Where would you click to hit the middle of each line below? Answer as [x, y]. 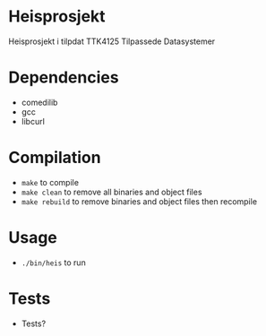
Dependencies [64, 78]
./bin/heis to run [53, 263]
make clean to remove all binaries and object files [112, 192]
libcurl [33, 121]
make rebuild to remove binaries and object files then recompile [139, 201]
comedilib [39, 102]
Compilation [55, 158]
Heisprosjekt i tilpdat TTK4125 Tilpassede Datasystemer [112, 41]
